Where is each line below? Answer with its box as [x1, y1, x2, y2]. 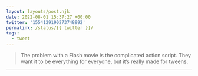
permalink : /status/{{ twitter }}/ [6, 25, 94, 31]
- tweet [11, 36, 31, 42]
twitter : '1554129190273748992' [6, 19, 85, 25]
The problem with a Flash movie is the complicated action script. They [20, 52, 192, 58]
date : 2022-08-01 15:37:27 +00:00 [6, 14, 91, 20]
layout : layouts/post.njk [6, 8, 70, 15]
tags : [6, 30, 19, 36]
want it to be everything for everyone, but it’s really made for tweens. [20, 58, 189, 65]
